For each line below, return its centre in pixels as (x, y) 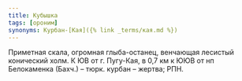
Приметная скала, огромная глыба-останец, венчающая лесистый (121, 53)
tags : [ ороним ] (33, 23)
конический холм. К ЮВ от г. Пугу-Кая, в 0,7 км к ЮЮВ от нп (111, 61)
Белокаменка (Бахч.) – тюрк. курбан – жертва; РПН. (96, 69)
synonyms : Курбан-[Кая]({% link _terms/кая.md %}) (93, 30)
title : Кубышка (33, 15)
